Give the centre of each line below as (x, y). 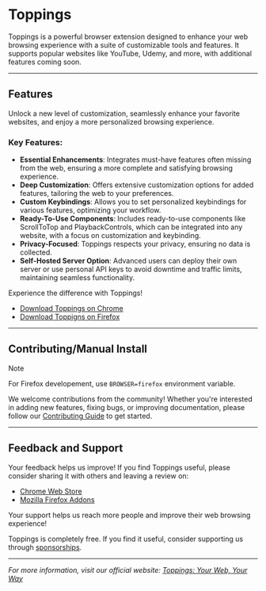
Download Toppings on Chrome (72, 309)
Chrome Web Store (51, 491)
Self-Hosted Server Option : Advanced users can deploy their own (128, 261)
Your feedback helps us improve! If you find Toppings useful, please (120, 467)
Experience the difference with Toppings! (75, 293)
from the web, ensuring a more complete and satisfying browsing (126, 168)
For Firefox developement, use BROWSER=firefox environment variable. (122, 383)
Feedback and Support (66, 449)
